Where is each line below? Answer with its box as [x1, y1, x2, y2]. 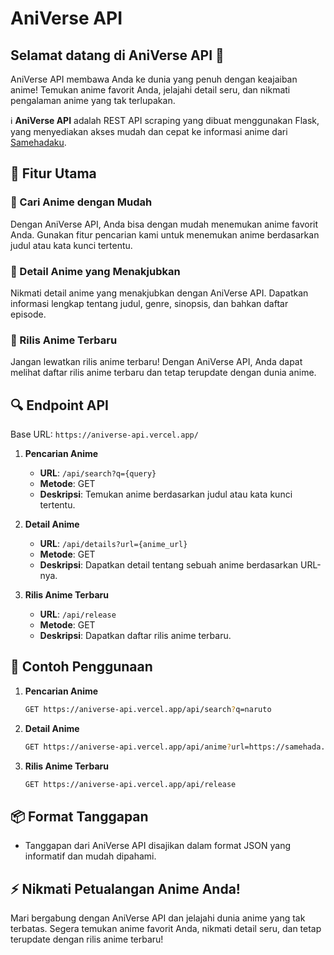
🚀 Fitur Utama [10, 165, 97, 182]
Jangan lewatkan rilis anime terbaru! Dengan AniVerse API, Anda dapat [10, 356, 303, 368]
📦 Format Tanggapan [10, 808, 149, 825]
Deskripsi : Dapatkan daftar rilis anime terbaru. [39, 630, 232, 642]
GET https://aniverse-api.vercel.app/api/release [24, 779, 237, 789]
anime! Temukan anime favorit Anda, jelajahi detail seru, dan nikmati [10, 84, 291, 96]
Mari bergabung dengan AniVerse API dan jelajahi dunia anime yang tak [10, 912, 306, 924]
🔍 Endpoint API [10, 397, 110, 414]
